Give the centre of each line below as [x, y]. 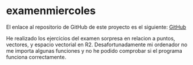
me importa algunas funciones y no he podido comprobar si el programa [94, 50]
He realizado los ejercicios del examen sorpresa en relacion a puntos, [91, 38]
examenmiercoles [51, 11]
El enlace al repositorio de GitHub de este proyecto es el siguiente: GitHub [96, 27]
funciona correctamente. [36, 57]
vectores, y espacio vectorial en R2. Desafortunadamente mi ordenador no [97, 45]
